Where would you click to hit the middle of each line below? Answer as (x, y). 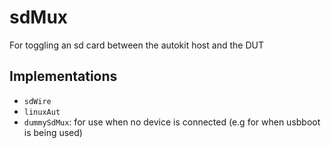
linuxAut (42, 112)
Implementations (63, 76)
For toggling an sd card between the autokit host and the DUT (136, 45)
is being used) (53, 132)
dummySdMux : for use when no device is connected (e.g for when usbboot (172, 122)
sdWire (37, 101)
